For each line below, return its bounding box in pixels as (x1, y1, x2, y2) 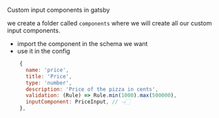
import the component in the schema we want (17, 40, 148, 47)
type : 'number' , (25, 79, 72, 86)
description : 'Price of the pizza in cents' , (25, 86, 158, 93)
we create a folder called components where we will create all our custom (7, 19, 212, 27)
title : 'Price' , (25, 73, 72, 80)
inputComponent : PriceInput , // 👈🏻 (25, 99, 131, 106)
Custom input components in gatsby (7, 6, 110, 14)
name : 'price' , (25, 67, 70, 73)
